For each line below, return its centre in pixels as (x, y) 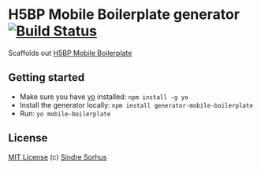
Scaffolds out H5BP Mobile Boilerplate (70, 53)
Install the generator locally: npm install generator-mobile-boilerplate (136, 105)
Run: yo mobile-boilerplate (65, 113)
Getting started (47, 77)
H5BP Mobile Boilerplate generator (124, 15)
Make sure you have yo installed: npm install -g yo (104, 97)
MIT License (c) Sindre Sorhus (58, 157)
